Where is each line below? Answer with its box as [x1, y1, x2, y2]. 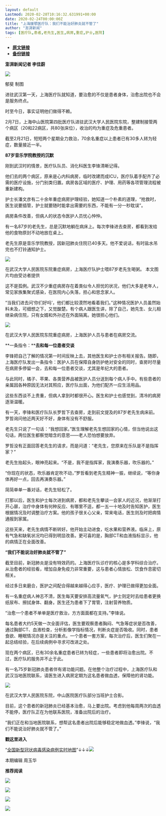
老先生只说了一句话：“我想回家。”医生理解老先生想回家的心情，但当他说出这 [5, 426, 159, 432]
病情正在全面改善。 [9, 539, 48, 544]
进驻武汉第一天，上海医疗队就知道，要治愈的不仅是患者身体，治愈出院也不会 [5, 92, 161, 97]
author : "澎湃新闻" [5, 26, 42, 31]
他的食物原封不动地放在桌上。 [5, 230, 66, 235]
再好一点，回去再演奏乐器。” [9, 476, 66, 482]
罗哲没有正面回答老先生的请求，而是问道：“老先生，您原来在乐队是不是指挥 [5, 443, 159, 448]
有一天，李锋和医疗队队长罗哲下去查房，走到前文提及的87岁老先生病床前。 [5, 409, 158, 415]
